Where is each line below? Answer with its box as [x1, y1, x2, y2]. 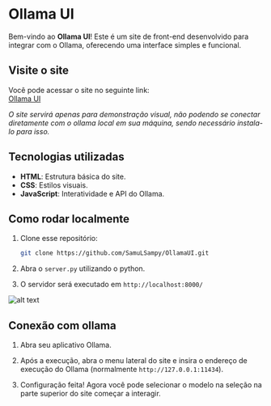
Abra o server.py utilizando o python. [19, 264, 146, 273]
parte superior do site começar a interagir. [19, 389, 162, 399]
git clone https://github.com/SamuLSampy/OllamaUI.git [19, 249, 210, 257]
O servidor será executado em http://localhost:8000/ [19, 280, 204, 290]
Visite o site [8, 64, 70, 78]
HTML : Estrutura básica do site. [19, 171, 127, 181]
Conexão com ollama [8, 319, 116, 332]
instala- [237, 118, 263, 128]
